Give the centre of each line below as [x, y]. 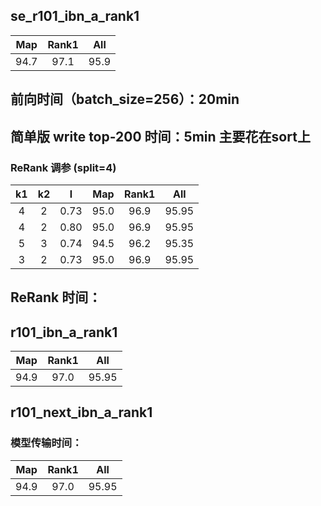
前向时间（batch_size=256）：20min [125, 99]
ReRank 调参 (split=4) [63, 167]
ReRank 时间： [56, 297]
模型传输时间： [46, 443]
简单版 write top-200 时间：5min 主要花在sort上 [160, 136]
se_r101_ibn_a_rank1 [75, 16]
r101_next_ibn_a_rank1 [81, 412]
